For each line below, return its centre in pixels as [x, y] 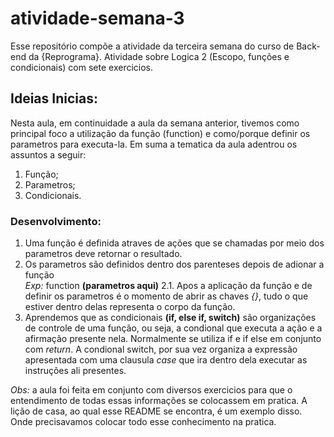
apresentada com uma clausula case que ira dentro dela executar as [166, 360]
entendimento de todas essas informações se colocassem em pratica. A [159, 401]
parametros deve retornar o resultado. [103, 254]
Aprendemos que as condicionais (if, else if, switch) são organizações [170, 318]
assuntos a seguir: [48, 154]
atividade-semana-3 [97, 18]
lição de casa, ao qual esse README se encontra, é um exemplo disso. [156, 411]
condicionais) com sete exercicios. [82, 67]
